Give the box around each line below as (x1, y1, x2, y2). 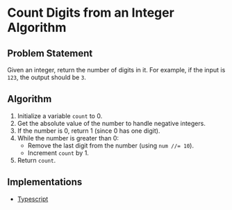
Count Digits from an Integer (7, 5, 175, 21)
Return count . (17, 156, 56, 164)
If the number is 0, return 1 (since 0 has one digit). (17, 127, 160, 135)
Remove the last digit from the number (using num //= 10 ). (27, 141, 194, 150)
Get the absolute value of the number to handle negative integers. (17, 119, 206, 127)
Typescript (17, 195, 49, 203)
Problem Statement (7, 47, 93, 59)
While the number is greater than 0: (17, 134, 119, 142)
